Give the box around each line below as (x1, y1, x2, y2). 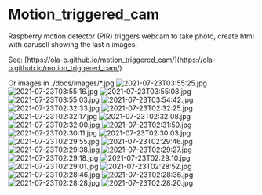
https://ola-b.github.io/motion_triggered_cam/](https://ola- (27, 55, 216, 64)
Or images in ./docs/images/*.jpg (8, 78, 115, 88)
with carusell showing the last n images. (8, 39, 137, 49)
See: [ (8, 55, 27, 64)
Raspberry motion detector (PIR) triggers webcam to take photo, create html (8, 31, 255, 41)
